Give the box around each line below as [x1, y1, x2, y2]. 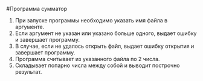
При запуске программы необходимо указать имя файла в [14, 17, 168, 24]
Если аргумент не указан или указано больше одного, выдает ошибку [14, 30, 197, 37]
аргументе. [14, 24, 45, 30]
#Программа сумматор [6, 5, 68, 12]
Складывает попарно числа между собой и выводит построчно [14, 62, 180, 69]
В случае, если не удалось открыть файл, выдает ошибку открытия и [14, 42, 195, 50]
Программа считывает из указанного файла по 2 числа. [14, 56, 160, 62]
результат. [14, 68, 42, 75]
